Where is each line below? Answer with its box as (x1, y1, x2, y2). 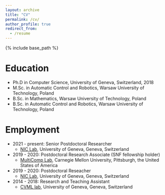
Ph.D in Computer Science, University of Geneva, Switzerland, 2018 (12, 79, 154, 85)
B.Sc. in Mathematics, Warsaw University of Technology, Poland (12, 95, 147, 101)
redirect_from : (5, 26, 37, 31)
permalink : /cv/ (5, 17, 39, 22)
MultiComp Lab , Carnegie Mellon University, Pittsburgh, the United (20, 157, 159, 163)
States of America (20, 162, 58, 168)
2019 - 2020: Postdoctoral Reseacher (12, 168, 91, 174)
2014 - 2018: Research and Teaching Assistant (12, 178, 110, 184)
